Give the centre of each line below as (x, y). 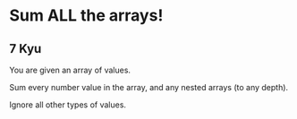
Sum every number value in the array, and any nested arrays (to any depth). (149, 87)
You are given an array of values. (70, 70)
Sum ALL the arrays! (86, 16)
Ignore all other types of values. (68, 105)
